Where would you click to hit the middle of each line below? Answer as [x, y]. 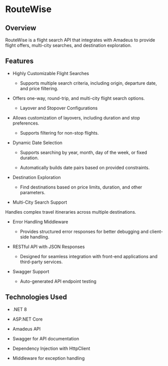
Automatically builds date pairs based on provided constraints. [85, 167]
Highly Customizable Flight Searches [51, 73]
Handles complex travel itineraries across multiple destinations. [71, 212]
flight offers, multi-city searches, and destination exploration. [69, 45]
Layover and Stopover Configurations [59, 108]
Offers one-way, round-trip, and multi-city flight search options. [78, 98]
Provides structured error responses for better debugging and [84, 231]
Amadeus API [27, 329]
